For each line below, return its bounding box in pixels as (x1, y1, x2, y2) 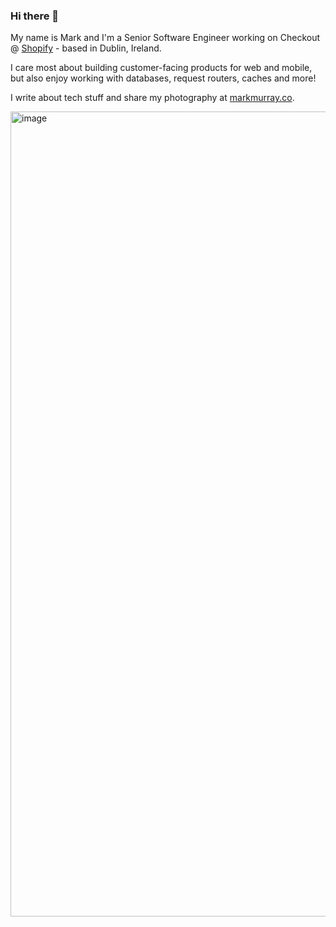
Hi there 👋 (10, 9, 60, 23)
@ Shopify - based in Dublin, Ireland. (10, 42, 162, 54)
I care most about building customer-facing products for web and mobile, (10, 62, 313, 74)
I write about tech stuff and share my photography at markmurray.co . (10, 92, 295, 104)
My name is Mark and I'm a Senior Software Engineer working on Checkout (10, 32, 320, 44)
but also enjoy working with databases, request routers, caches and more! (10, 72, 317, 84)
